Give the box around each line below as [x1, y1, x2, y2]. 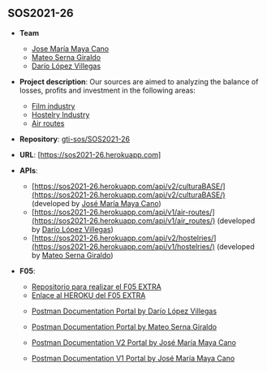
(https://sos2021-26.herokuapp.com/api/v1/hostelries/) [31, 241, 216, 251]
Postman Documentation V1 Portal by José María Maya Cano [31, 353, 235, 363]
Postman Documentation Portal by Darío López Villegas [31, 306, 217, 316]
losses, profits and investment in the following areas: [19, 85, 196, 95]
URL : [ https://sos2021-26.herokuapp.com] [19, 149, 161, 159]
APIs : [19, 166, 38, 175]
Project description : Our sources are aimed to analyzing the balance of [19, 76, 259, 86]
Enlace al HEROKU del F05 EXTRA [31, 290, 146, 300]
